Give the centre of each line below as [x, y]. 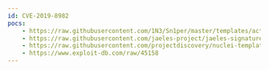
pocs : [16, 23]
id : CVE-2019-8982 [38, 16]
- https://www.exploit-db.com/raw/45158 [90, 53]
